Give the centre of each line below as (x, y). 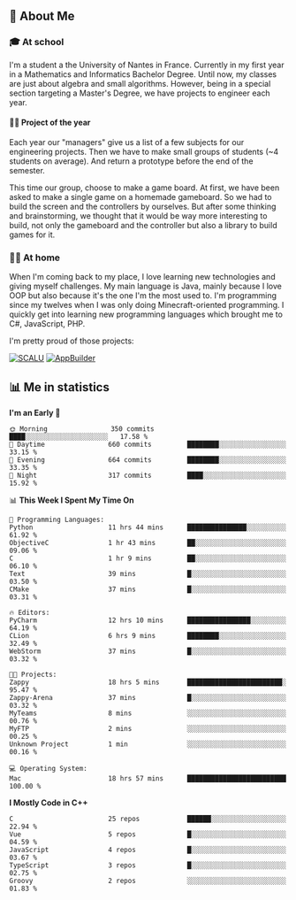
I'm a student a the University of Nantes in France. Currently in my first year (147, 65)
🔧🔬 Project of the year (50, 123)
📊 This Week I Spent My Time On (72, 500)
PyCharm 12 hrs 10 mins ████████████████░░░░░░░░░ (148, 620)
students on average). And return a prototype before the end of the (131, 161)
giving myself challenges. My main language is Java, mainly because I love (146, 286)
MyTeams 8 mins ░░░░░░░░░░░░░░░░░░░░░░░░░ (148, 713)
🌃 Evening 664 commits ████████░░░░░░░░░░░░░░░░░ (148, 460)
